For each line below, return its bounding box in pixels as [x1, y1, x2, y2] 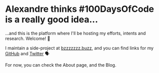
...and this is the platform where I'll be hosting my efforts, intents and [5, 30, 146, 36]
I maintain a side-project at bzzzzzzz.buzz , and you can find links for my [5, 45, 154, 51]
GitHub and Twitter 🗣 [5, 50, 50, 56]
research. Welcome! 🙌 [5, 36, 51, 41]
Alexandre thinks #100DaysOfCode [5, 3, 154, 15]
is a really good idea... [5, 14, 98, 25]
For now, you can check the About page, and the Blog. [5, 62, 117, 68]
